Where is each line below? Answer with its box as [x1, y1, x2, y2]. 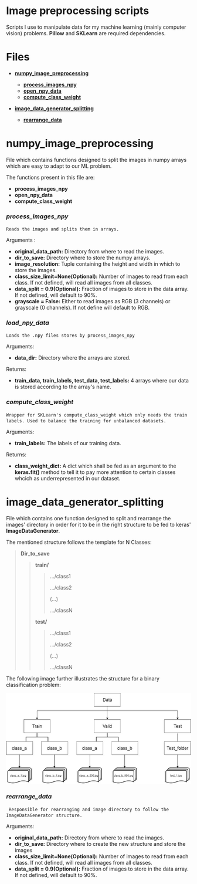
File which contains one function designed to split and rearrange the [6, 514, 171, 521]
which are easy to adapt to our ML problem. [6, 162, 112, 170]
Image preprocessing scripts [6, 4, 150, 18]
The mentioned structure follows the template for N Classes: [6, 538, 152, 546]
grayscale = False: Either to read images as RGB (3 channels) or [14, 298, 171, 305]
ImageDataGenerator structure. [6, 812, 83, 818]
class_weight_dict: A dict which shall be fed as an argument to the [14, 462, 176, 469]
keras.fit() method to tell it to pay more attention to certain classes [14, 468, 176, 476]
